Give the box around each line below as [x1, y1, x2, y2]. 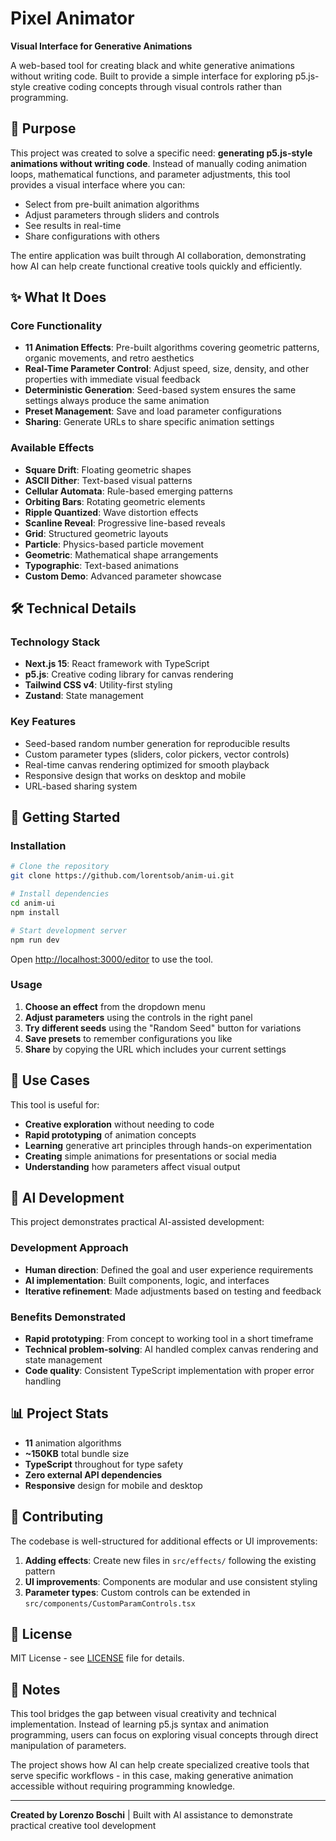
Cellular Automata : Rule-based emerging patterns [24, 485, 233, 497]
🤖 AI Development [10, 1190, 125, 1207]
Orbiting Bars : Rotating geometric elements [24, 495, 206, 507]
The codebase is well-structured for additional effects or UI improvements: [10, 1535, 318, 1547]
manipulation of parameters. [10, 1740, 127, 1752]
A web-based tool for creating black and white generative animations [10, 59, 295, 71]
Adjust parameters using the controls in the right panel [24, 1011, 253, 1023]
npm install [10, 907, 60, 917]
